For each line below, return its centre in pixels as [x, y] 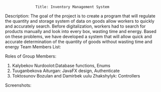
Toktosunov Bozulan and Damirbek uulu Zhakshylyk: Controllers [76, 76]
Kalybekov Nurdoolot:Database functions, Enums [61, 66]
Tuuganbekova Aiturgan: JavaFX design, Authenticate [66, 71]
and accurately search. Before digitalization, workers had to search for [75, 26]
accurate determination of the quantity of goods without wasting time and [79, 42]
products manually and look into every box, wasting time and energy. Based [81, 31]
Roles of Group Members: [31, 56]
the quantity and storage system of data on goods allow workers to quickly [80, 21]
